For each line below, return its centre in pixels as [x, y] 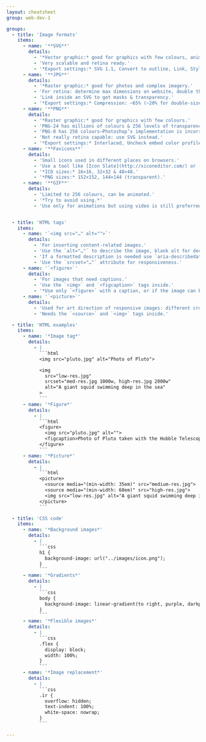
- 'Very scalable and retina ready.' [82, 63]
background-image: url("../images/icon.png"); [105, 558]
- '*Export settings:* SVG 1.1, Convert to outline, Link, [111, 69]
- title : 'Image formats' [45, 34]
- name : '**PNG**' [46, 109]
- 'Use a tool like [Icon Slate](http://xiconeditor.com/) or [115, 166]
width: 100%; [62, 655]
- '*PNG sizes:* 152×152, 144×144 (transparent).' [100, 178]
